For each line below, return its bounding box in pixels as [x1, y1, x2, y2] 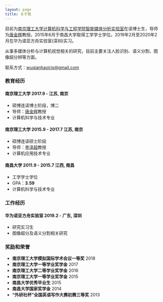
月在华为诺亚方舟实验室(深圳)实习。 [5, 37, 77, 44]
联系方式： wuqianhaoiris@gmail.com [5, 64, 79, 70]
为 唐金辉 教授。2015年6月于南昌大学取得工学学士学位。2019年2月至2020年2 [5, 32, 158, 37]
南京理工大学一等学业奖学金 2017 [12, 262, 79, 268]
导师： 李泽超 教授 [12, 144, 47, 150]
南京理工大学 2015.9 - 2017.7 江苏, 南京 [5, 127, 83, 133]
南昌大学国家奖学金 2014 [12, 286, 62, 292]
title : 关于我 [5, 12, 32, 17]
